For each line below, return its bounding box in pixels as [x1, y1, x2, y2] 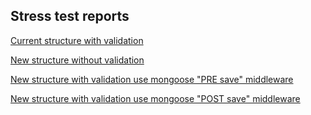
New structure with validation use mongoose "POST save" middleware [10, 92, 301, 104]
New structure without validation [10, 54, 145, 66]
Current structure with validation [10, 34, 144, 46]
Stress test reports [10, 8, 130, 25]
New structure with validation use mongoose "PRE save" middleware [10, 73, 294, 85]
